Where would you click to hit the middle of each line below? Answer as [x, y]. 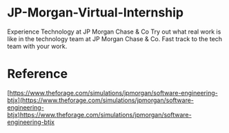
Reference [37, 74]
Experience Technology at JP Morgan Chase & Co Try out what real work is [114, 32]
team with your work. [37, 46]
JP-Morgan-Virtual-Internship [96, 13]
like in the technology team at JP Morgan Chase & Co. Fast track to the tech [115, 38]
